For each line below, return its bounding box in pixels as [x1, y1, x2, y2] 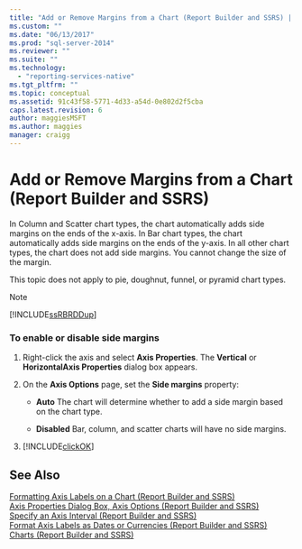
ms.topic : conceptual [9, 88, 91, 97]
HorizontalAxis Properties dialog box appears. [22, 361, 198, 372]
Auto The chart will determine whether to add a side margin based [35, 397, 284, 407]
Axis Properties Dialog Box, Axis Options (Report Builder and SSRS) [9, 500, 260, 511]
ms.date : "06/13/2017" [9, 30, 95, 39]
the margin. [9, 256, 52, 267]
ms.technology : [9, 64, 67, 73]
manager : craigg [9, 131, 70, 140]
